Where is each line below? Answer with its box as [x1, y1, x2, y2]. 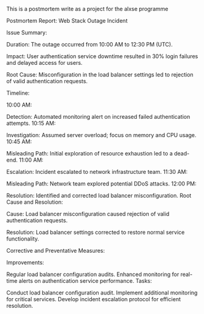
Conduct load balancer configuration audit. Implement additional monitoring [6, 289, 198, 296]
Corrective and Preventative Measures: [6, 247, 105, 254]
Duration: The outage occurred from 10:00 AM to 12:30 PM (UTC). [6, 41, 173, 48]
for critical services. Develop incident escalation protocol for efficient [6, 296, 181, 302]
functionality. [6, 235, 40, 242]
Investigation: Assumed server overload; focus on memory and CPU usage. [6, 132, 197, 138]
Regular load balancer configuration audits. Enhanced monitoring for [6, 271, 179, 278]
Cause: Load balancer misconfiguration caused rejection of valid [6, 211, 170, 217]
